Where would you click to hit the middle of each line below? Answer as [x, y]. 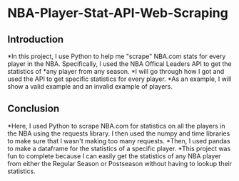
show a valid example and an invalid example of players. [90, 86]
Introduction [36, 39]
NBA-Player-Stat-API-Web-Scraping [118, 13]
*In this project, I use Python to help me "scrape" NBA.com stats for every [117, 56]
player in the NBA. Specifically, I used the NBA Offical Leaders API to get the [119, 64]
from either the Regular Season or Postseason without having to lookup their [120, 163]
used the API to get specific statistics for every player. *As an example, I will [119, 79]
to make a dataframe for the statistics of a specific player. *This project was [119, 148]
